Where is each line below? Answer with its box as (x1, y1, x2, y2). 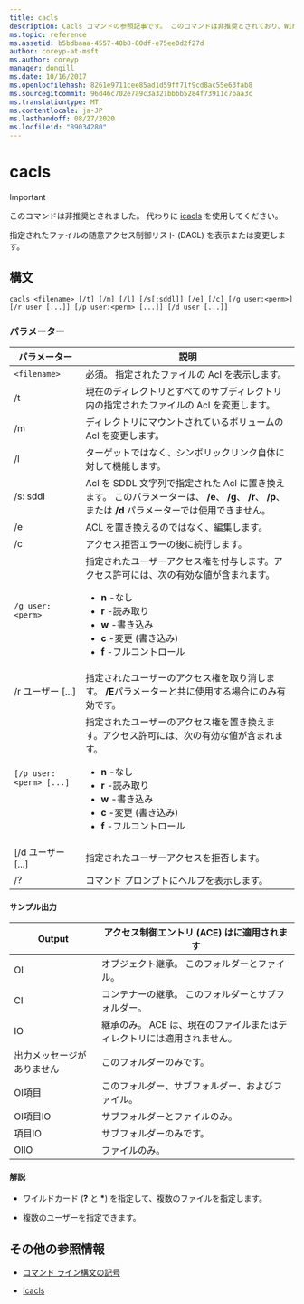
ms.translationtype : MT (9, 97, 100, 107)
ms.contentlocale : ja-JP (9, 106, 103, 115)
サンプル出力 (9, 901, 57, 912)
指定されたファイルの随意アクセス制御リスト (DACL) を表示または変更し (9, 229, 279, 240)
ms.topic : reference (9, 30, 88, 39)
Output (37, 933, 70, 945)
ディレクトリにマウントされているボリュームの (85, 416, 284, 428)
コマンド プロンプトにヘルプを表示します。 (85, 875, 269, 887)
